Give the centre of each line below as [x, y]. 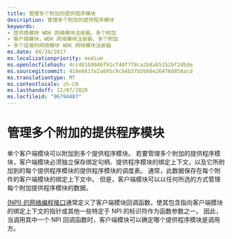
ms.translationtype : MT [41, 77]
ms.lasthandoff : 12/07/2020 [48, 90]
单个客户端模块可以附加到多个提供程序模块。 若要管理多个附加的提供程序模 [114, 153]
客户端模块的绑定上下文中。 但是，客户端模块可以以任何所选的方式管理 [120, 179]
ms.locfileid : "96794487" [44, 97]
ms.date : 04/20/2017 [37, 52]
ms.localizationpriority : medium [55, 59]
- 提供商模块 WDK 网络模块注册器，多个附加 [62, 33]
